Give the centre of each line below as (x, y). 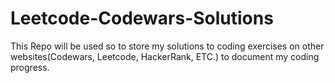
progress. (30, 67)
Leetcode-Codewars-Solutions (142, 18)
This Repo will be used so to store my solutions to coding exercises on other (167, 46)
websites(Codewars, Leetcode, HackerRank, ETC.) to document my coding (165, 56)
